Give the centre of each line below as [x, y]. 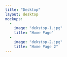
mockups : [14, 19]
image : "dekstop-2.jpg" [38, 42]
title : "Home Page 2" [36, 47]
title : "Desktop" [23, 10]
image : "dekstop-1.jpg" [38, 28]
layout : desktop [22, 14]
